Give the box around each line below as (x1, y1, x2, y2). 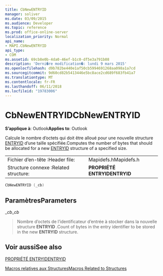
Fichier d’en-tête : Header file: (7, 156, 75, 163)
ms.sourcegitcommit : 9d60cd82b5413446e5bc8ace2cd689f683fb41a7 (5, 71, 136, 75)
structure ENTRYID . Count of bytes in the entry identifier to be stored (16, 224, 155, 229)
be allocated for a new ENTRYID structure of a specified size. (5, 146, 128, 151)
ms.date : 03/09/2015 (5, 16, 47, 21)
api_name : (5, 39, 25, 44)
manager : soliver (5, 12, 40, 17)
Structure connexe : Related (7, 164, 69, 171)
